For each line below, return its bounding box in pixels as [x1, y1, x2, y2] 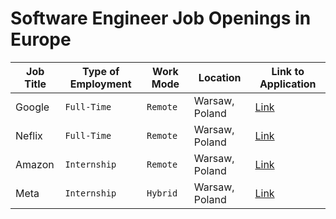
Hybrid [146, 187, 178, 199]
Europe [10, 28, 72, 51]
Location [198, 70, 242, 84]
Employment [69, 77, 132, 91]
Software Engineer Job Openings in [10, 7, 312, 30]
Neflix [15, 128, 43, 142]
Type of [81, 64, 120, 78]
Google [15, 100, 50, 114]
